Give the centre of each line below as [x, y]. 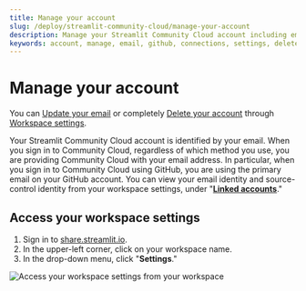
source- [280, 179]
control [23, 189]
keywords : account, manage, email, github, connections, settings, [140, 43]
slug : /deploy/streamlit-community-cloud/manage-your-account [130, 26]
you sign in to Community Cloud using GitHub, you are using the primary [146, 170]
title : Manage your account [63, 18]
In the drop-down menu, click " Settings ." [100, 259]
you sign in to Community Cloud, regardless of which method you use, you [149, 150]
